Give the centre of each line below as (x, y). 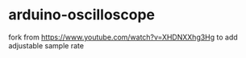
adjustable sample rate (46, 45)
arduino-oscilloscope (82, 15)
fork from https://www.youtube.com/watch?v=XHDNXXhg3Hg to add (123, 37)
